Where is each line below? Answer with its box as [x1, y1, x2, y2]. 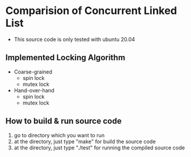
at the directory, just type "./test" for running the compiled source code [13, 144, 185, 151]
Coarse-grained [13, 68, 53, 75]
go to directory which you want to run [13, 131, 105, 138]
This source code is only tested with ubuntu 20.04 [13, 36, 136, 43]
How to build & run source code [5, 116, 122, 126]
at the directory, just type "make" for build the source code [13, 138, 156, 145]
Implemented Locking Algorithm [5, 53, 126, 62]
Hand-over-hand [13, 86, 55, 94]
